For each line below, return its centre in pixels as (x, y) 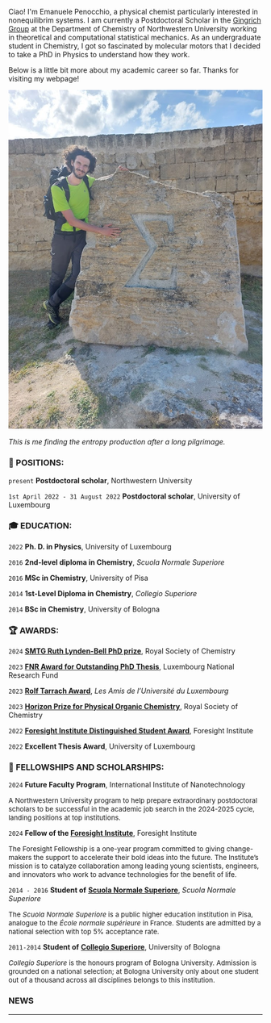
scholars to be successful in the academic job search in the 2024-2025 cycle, (132, 809)
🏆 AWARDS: (33, 630)
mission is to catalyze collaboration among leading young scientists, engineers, (134, 866)
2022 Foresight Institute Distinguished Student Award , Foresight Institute (131, 731)
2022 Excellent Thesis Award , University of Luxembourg (102, 746)
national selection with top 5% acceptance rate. (84, 932)
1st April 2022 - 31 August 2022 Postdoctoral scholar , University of (124, 496)
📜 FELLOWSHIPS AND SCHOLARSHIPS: (86, 767)
